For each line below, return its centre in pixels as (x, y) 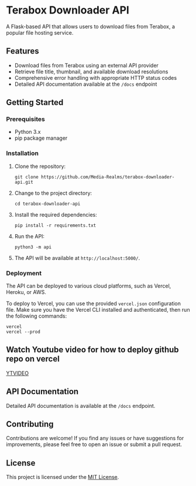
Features (23, 51)
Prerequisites (25, 119)
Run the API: (30, 236)
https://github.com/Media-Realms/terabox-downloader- (108, 177)
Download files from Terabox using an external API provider (87, 65)
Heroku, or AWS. (26, 292)
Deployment (24, 273)
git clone (27, 177)
